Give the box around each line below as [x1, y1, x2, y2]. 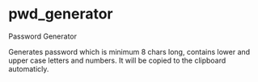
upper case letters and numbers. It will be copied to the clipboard [8, 55, 226, 65]
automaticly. [8, 64, 49, 73]
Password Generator [8, 31, 78, 41]
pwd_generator [8, 5, 113, 23]
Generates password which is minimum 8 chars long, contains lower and [8, 47, 251, 56]
